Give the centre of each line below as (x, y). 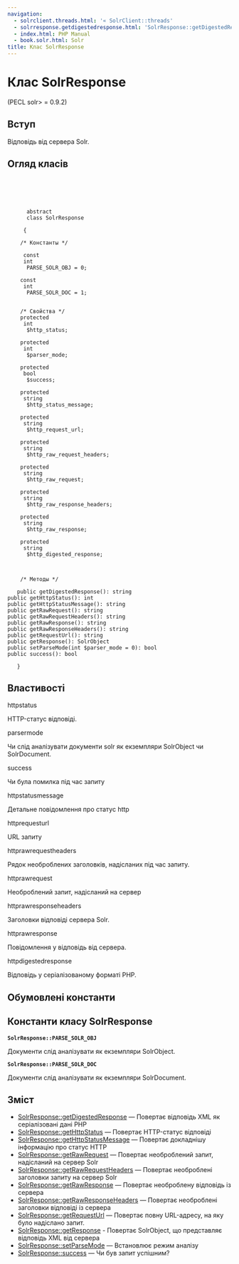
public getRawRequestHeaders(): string (67, 617)
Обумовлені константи (62, 997)
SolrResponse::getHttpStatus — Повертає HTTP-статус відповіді (114, 1132)
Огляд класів (38, 164)
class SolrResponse (55, 218)
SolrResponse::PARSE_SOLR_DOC (52, 1064)
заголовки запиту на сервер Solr (67, 1177)
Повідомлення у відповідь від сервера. (67, 947)
